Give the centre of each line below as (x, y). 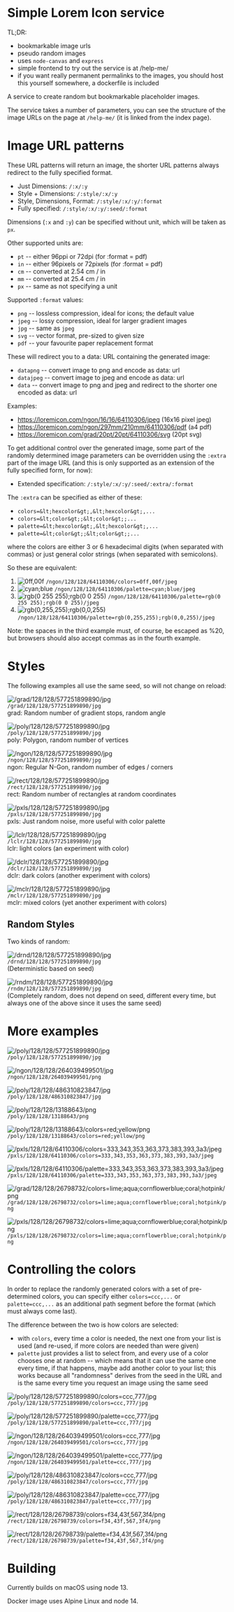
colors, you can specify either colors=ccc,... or (111, 1296)
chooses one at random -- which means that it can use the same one (117, 1360)
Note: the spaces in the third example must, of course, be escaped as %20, (116, 630)
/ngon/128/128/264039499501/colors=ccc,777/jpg (78, 1442)
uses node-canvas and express (60, 60)
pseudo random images (51, 53)
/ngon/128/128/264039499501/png (54, 1077)
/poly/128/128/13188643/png (48, 1116)
